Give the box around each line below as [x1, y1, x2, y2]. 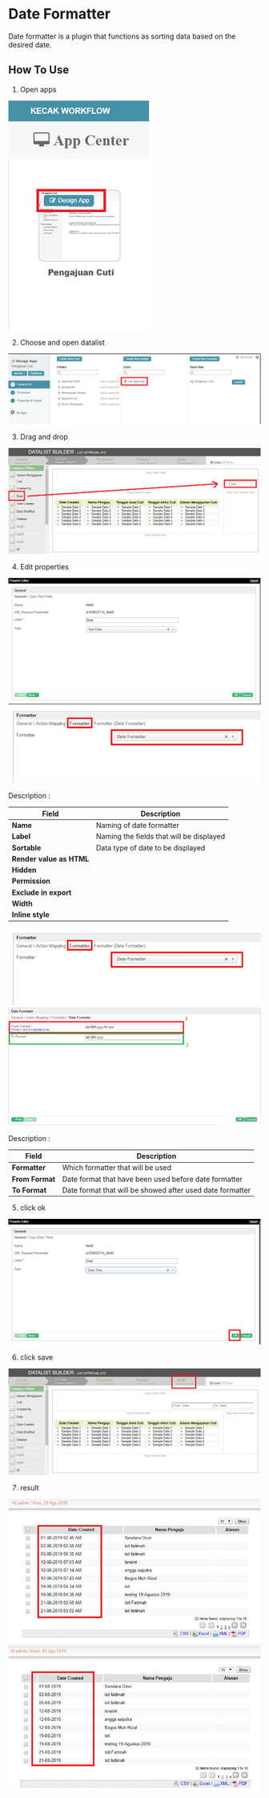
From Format [11, 1174, 56, 1184]
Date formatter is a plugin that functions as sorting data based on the [8, 31, 236, 41]
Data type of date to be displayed [95, 842, 206, 852]
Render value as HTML [11, 854, 90, 863]
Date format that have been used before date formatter [62, 1174, 243, 1184]
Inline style [11, 910, 50, 919]
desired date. [8, 39, 52, 49]
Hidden [11, 865, 37, 875]
